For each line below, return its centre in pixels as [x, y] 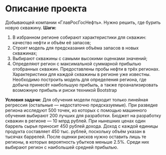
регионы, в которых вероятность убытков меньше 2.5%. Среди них [77, 142]
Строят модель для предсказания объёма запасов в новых [76, 48]
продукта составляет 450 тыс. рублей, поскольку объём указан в [75, 131]
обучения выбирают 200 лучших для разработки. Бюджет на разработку [83, 115]
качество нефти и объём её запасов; [51, 42]
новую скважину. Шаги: [31, 27]
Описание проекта [46, 9]
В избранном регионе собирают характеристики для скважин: [79, 37]
